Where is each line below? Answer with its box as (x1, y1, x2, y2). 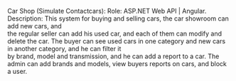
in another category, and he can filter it (7, 45, 122, 53)
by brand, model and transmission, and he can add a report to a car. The (7, 52, 220, 60)
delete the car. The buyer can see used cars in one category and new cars (7, 37, 226, 45)
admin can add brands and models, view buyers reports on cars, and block (7, 60, 227, 67)
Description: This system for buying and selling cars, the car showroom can (7, 14, 229, 23)
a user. (7, 67, 28, 75)
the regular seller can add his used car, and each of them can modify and (7, 29, 222, 38)
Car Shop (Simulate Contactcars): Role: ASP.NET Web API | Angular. (7, 7, 207, 15)
